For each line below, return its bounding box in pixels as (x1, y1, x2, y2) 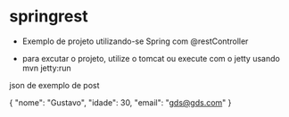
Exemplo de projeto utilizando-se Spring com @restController (21, 36, 249, 46)
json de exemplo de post (9, 79, 100, 90)
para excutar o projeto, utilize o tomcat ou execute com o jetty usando (21, 53, 281, 63)
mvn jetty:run (21, 63, 71, 73)
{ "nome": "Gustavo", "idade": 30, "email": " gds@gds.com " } (9, 96, 232, 108)
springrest (9, 6, 88, 27)
